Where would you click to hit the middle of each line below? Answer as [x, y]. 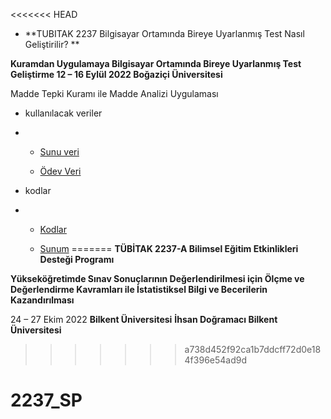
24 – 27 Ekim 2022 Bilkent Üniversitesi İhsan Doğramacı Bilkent [144, 319]
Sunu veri [59, 152]
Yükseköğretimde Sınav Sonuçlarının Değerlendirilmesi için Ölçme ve [157, 278]
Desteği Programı [77, 259]
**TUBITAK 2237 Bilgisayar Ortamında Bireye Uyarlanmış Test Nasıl [164, 33]
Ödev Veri [60, 171]
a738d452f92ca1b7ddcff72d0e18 [253, 349]
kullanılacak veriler [63, 113]
